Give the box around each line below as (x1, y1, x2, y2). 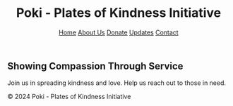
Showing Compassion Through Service (7, 60, 184, 72)
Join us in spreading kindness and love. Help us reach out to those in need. (7, 79, 227, 87)
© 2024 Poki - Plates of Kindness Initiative (7, 93, 131, 101)
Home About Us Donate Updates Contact (59, 28, 179, 37)
